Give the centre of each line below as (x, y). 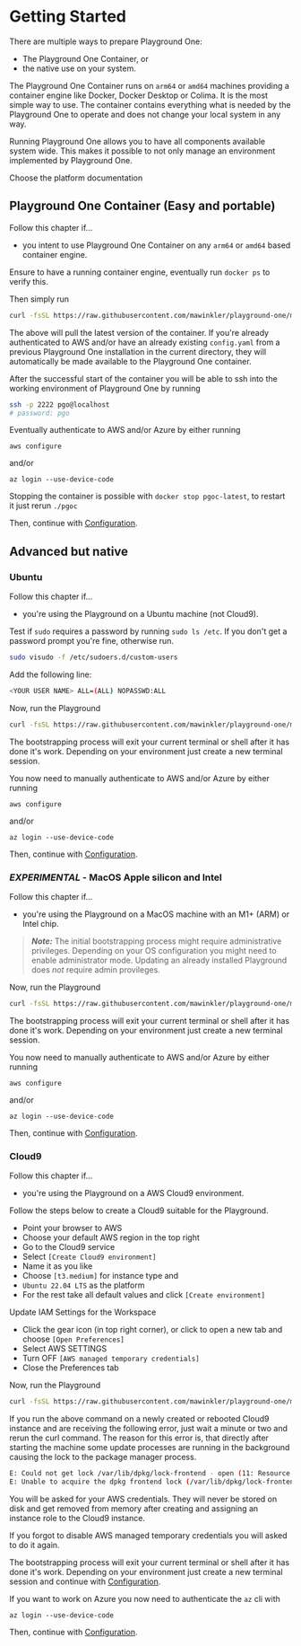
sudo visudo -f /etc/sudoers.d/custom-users (94, 657)
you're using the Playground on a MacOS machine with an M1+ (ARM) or (155, 914)
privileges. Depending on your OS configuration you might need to (154, 950)
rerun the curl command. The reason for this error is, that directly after (139, 1438)
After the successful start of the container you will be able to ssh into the (143, 378)
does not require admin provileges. (96, 969)
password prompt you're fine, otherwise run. (92, 641)
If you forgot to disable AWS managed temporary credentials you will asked (149, 1535)
